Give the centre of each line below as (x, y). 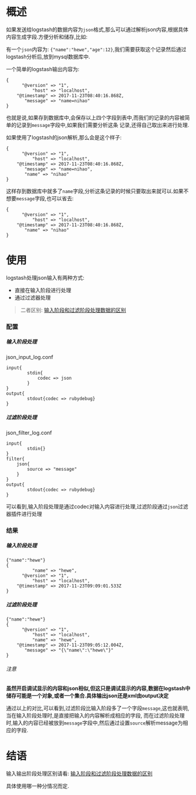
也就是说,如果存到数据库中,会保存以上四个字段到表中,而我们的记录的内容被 (96, 118)
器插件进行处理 (24, 514)
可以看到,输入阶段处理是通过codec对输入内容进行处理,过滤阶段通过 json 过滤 (97, 506)
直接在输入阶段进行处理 (43, 290)
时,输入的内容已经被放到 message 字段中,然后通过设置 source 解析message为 (94, 723)
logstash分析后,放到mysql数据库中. (48, 56)
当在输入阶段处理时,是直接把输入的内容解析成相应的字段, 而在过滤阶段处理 (96, 715)
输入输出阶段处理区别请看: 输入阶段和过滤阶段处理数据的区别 (79, 773)
